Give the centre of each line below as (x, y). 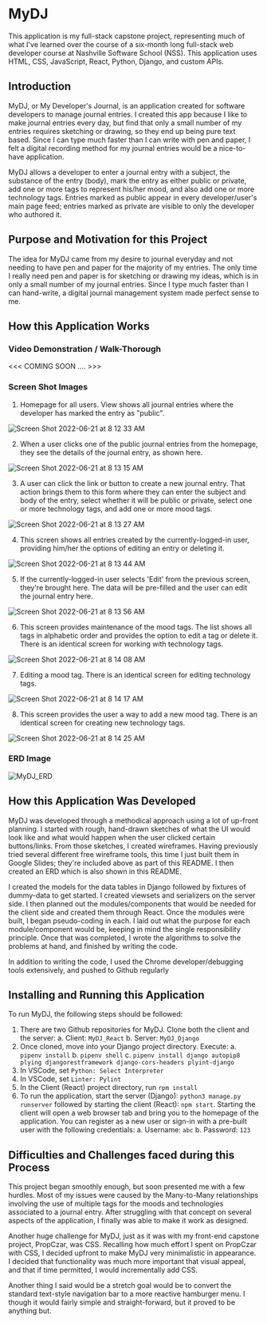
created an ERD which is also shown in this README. (95, 871)
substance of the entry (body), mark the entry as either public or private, (128, 180)
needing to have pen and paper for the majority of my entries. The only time (133, 267)
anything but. (30, 1311)
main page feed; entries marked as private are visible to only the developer (132, 206)
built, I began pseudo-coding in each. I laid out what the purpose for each (130, 920)
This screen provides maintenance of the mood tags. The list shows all (136, 626)
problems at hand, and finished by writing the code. (93, 946)
